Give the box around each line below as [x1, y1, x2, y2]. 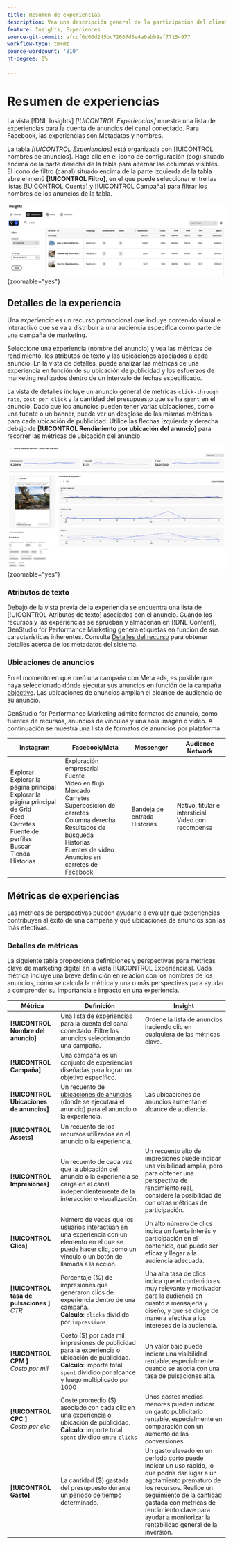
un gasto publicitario [144, 1407, 203, 1415]
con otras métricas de [144, 1198, 208, 1207]
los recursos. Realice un [144, 1484, 214, 1492]
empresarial [64, 764, 99, 773]
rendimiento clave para [144, 1506, 211, 1514]
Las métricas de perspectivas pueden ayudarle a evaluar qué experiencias [7, 909, 221, 917]
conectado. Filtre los [60, 1026, 119, 1035]
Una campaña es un [60, 1051, 118, 1060]
